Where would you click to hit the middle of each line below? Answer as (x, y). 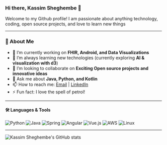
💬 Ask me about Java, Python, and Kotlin (55, 78)
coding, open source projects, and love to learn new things (65, 24)
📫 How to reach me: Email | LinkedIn (50, 84)
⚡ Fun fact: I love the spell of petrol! (49, 92)
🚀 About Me (20, 42)
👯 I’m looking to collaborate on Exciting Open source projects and (80, 68)
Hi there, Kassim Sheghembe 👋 (43, 8)
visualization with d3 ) (35, 63)
